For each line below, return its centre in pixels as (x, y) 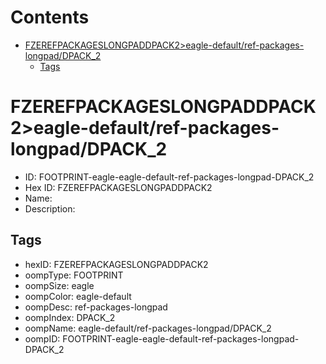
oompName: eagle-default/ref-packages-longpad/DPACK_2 (148, 328)
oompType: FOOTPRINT (74, 275)
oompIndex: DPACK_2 (70, 317)
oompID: (42, 338)
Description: (50, 208)
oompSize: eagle (59, 285)
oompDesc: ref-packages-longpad (96, 307)
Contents (50, 17)
